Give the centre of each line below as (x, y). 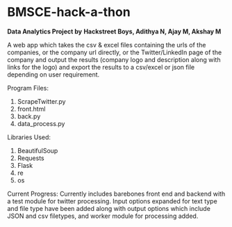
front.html (31, 109)
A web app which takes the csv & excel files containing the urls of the (107, 45)
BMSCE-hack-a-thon (69, 12)
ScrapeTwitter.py (41, 101)
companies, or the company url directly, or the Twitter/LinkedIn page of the (115, 52)
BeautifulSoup (38, 150)
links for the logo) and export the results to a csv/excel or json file (101, 67)
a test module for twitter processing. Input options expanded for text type (112, 201)
